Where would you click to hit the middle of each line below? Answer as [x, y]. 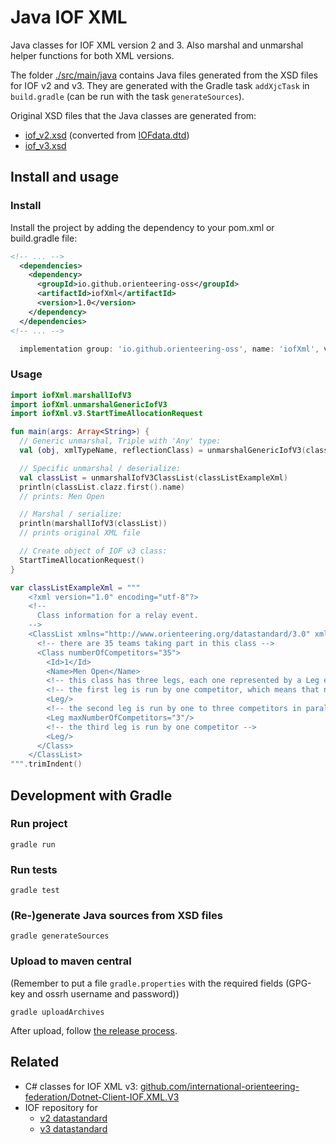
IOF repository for [61, 1107]
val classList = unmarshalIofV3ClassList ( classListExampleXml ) [153, 477]
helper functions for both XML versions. [92, 55]
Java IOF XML [69, 17]
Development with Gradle [91, 795]
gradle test [35, 891]
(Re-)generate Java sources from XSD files [116, 916]
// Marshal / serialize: [71, 514]
